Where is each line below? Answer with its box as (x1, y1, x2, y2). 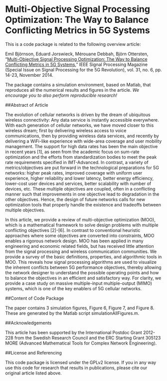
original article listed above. (5, 370, 62, 376)
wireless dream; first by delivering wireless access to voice (5, 127, 127, 133)
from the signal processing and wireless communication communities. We (5, 248, 157, 254)
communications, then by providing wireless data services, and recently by (5, 133, 160, 139)
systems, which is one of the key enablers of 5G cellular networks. (5, 285, 142, 291)
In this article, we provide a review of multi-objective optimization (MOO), (5, 216, 156, 222)
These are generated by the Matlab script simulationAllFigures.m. (5, 310, 140, 316)
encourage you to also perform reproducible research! (5, 92, 117, 98)
